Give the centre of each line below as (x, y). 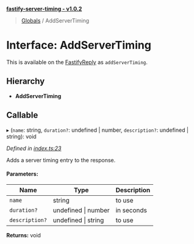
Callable (22, 115)
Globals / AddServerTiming (55, 20)
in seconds (131, 210)
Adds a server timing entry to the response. (61, 160)
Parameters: (22, 174)
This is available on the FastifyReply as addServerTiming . (77, 62)
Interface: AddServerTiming (79, 45)
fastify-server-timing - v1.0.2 (44, 9)
